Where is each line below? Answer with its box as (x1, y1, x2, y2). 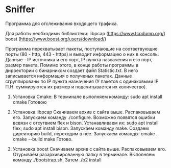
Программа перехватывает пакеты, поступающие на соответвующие (5, 45, 158, 52)
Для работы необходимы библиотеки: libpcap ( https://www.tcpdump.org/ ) (5, 30, 166, 36)
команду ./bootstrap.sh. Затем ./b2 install (12, 157, 102, 163)
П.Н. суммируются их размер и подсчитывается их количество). (5, 83, 147, 90)
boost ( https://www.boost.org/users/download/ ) (5, 36, 107, 42)
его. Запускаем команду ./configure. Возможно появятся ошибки (12, 114, 156, 121)
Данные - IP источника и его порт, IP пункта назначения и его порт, (5, 56, 153, 62)
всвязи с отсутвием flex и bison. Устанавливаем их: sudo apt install (12, 119, 159, 126)
